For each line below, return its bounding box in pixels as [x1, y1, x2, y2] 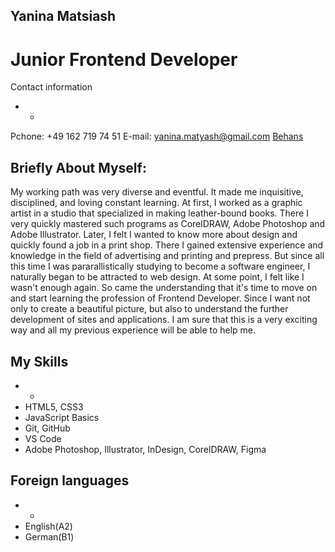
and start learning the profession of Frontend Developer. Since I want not [10, 292, 311, 304]
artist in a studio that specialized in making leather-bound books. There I [10, 207, 309, 219]
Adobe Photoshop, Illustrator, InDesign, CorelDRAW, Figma [24, 443, 267, 455]
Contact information [10, 81, 93, 93]
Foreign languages [10, 472, 130, 489]
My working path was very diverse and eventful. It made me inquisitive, [10, 186, 304, 198]
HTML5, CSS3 [24, 400, 84, 413]
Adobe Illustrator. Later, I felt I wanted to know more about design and [10, 229, 298, 241]
